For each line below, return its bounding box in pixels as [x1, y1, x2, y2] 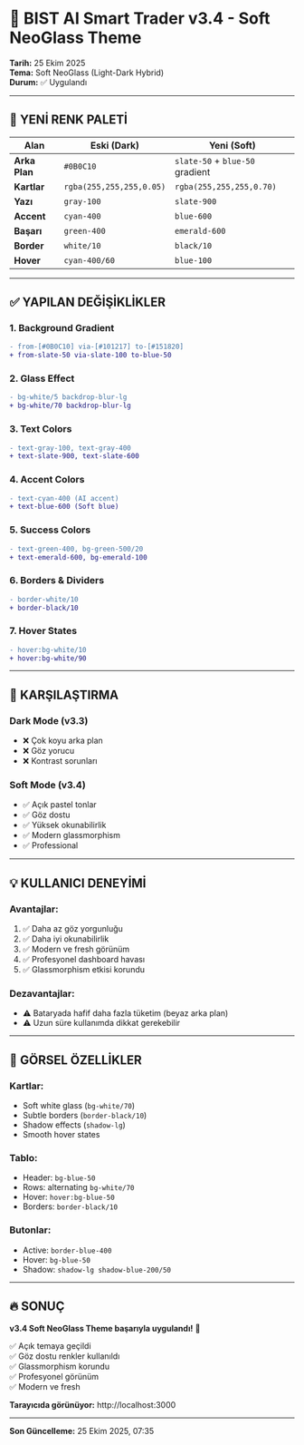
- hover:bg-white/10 [9, 645, 88, 654]
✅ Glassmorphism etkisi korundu [22, 964, 146, 975]
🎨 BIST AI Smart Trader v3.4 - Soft [9, 8, 271, 29]
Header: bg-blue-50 [22, 1172, 96, 1183]
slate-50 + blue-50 [175, 154, 255, 167]
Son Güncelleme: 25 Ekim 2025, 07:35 [9, 1425, 155, 1436]
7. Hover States [9, 625, 78, 638]
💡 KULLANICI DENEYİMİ [9, 875, 147, 891]
